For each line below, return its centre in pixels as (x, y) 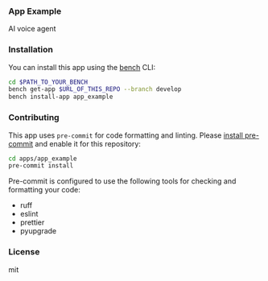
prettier (32, 222)
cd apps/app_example (43, 159)
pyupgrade (38, 231)
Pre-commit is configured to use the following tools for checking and (122, 181)
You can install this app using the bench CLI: (82, 67)
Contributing (34, 118)
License (24, 252)
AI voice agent (32, 29)
